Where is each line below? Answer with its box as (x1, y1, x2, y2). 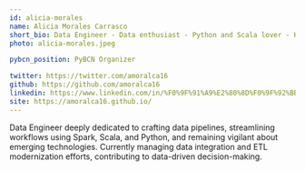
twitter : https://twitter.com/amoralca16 (9, 72, 169, 81)
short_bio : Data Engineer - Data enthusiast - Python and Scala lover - (9, 30, 290, 39)
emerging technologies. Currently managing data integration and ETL (9, 141, 269, 152)
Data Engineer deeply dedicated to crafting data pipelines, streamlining (9, 122, 275, 133)
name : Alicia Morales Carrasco (9, 22, 128, 31)
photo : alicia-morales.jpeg (9, 38, 116, 48)
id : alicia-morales (9, 13, 84, 23)
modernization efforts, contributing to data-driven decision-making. (9, 151, 263, 162)
